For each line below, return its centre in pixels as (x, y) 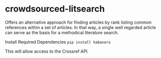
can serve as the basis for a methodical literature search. (62, 32)
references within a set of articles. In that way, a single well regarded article (80, 27)
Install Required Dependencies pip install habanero (58, 42)
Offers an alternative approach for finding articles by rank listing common (78, 22)
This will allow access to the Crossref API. (47, 51)
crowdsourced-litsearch (55, 9)
